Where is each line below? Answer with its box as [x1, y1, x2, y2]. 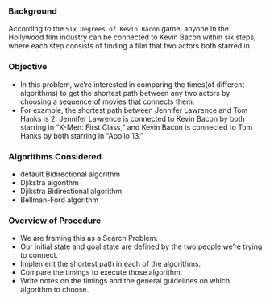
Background [8, 6, 58, 17]
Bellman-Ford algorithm [19, 195, 99, 205]
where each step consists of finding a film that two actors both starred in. [8, 41, 252, 51]
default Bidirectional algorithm [19, 169, 121, 179]
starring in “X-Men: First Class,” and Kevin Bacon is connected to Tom [19, 122, 253, 132]
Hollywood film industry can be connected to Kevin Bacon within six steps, [8, 32, 256, 42]
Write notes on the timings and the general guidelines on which [19, 276, 231, 286]
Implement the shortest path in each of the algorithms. [19, 259, 201, 269]
